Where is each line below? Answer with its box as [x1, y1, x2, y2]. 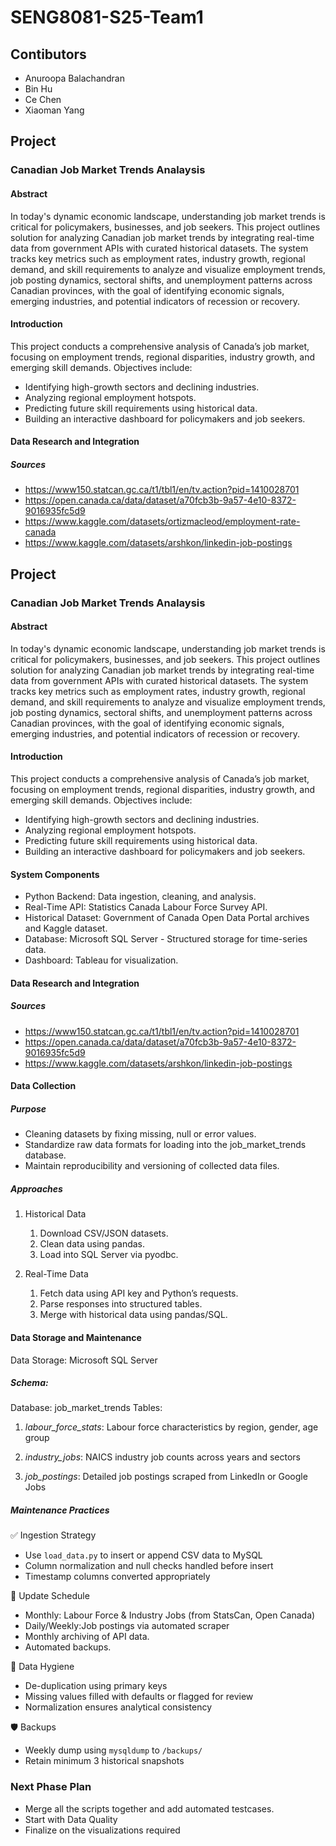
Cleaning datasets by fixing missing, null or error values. [24, 1128, 257, 1140]
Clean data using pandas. [39, 1238, 146, 1250]
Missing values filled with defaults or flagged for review [24, 1691, 254, 1703]
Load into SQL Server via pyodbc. [39, 1249, 179, 1261]
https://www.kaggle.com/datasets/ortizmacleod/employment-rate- [24, 516, 301, 528]
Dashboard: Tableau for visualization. [24, 954, 179, 966]
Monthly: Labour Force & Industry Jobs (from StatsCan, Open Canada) [24, 1609, 316, 1621]
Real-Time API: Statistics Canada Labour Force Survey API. [24, 901, 268, 913]
